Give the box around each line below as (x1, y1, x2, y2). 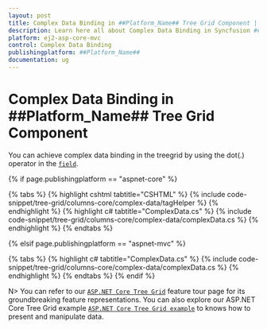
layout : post (8, 11, 52, 20)
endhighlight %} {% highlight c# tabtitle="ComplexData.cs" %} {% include (8, 206, 252, 215)
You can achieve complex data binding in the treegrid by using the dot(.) (8, 150, 245, 160)
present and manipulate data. (8, 312, 105, 321)
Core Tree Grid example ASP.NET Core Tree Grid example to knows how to (8, 303, 251, 312)
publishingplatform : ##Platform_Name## (8, 48, 141, 56)
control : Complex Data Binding (8, 41, 112, 49)
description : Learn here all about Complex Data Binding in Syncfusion (8, 26, 250, 34)
